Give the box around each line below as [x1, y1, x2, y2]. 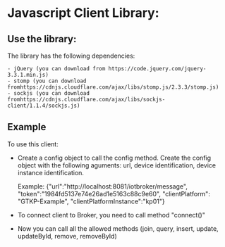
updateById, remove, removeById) [17, 232, 118, 240]
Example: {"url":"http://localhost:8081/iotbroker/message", [17, 182, 188, 191]
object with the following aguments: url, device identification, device [17, 160, 217, 170]
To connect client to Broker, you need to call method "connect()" [17, 210, 206, 219]
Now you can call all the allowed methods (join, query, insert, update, [17, 224, 219, 233]
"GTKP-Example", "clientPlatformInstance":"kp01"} [17, 197, 165, 205]
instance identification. [17, 168, 85, 177]
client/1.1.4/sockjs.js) [7, 102, 80, 109]
